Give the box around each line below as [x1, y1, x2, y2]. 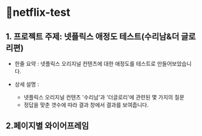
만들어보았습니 [157, 60, 192, 67]
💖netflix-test [5, 5, 71, 20]
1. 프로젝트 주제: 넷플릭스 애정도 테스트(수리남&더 [5, 31, 179, 41]
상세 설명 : [14, 81, 40, 88]
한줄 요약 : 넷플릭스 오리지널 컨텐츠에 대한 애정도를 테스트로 [14, 60, 156, 67]
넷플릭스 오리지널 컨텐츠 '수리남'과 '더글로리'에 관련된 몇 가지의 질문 [23, 94, 185, 101]
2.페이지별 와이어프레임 [5, 121, 89, 131]
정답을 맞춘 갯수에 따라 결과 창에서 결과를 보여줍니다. [23, 101, 149, 109]
